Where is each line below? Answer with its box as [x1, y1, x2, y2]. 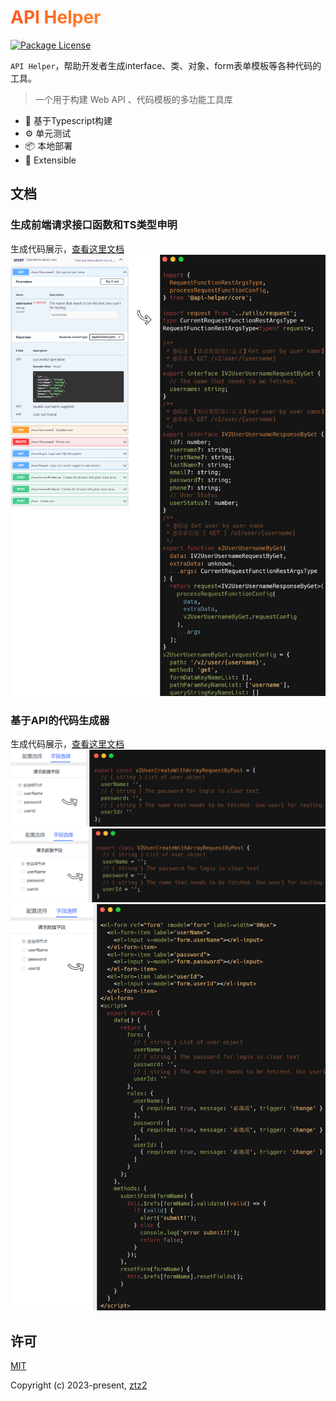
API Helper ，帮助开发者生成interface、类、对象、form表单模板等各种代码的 [10, 59, 322, 71]
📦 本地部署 [24, 139, 73, 151]
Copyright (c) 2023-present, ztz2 [10, 1379, 148, 1391]
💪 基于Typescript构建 [24, 114, 113, 126]
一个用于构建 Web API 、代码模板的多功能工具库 [34, 93, 233, 105]
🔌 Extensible [24, 154, 77, 166]
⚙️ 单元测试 [24, 127, 72, 139]
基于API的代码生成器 [10, 713, 110, 727]
